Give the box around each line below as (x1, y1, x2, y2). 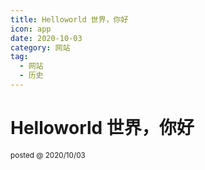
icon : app (10, 24, 52, 34)
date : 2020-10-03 (10, 33, 83, 43)
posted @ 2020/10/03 (10, 150, 86, 160)
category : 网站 (10, 42, 71, 53)
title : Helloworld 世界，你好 (10, 14, 129, 25)
